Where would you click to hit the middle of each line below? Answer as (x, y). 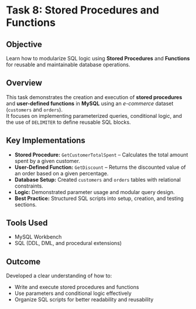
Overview (24, 83)
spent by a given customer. (47, 161)
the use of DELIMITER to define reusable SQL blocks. (68, 122)
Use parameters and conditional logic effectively (73, 293)
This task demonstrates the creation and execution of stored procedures (94, 97)
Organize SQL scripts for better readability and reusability (84, 300)
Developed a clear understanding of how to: (59, 276)
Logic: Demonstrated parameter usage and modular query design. (94, 192)
